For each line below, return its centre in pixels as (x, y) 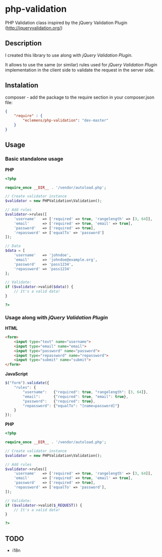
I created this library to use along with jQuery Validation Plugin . (69, 55)
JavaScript (16, 374)
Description (23, 43)
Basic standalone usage (34, 159)
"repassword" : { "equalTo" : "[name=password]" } (71, 406)
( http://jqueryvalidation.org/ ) (34, 28)
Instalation (22, 85)
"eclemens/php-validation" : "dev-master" (66, 121)
